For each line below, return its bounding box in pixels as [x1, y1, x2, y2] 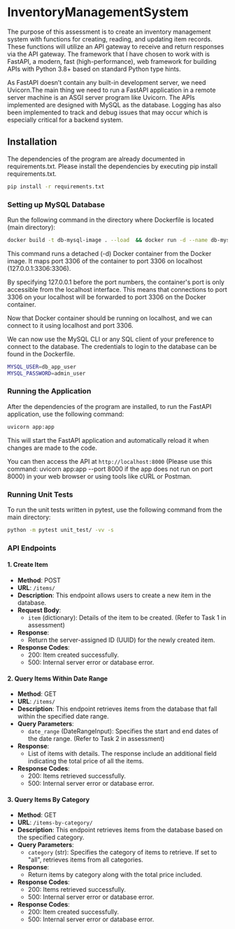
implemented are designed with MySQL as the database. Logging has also [7, 100, 222, 109]
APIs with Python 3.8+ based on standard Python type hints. [7, 65, 181, 73]
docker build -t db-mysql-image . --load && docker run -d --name [7, 236, 208, 243]
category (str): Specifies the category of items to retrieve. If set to [27, 848, 218, 857]
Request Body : [17, 606, 62, 615]
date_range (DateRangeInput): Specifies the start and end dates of [27, 727, 219, 735]
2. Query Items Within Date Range [7, 674, 108, 683]
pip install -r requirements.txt [7, 183, 105, 190]
